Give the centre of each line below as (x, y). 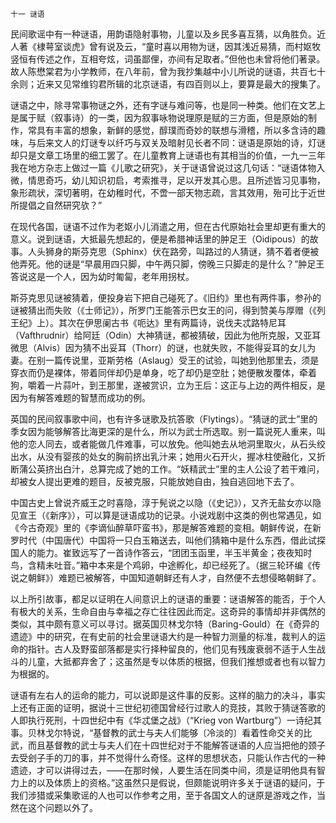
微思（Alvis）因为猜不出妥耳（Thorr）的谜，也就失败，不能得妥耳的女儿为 (163, 347)
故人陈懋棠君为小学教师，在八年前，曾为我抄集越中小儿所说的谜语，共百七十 (168, 71)
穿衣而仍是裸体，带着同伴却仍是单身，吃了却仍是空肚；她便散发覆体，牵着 (163, 372)
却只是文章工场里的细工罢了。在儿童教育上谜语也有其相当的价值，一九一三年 (168, 155)
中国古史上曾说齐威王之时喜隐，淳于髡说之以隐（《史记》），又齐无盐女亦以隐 (166, 502)
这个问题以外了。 (62, 807)
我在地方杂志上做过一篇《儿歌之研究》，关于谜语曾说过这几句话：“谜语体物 (163, 167)
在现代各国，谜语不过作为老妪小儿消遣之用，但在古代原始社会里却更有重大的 (168, 226)
